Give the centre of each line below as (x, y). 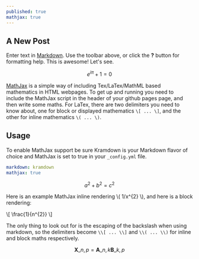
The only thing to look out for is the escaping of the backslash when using (97, 226)
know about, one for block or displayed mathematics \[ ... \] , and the (94, 111)
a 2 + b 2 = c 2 (99, 184)
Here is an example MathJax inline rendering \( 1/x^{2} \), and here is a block (99, 197)
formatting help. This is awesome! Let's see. (60, 62)
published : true (26, 12)
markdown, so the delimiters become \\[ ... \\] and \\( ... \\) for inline (99, 232)
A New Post (28, 41)
